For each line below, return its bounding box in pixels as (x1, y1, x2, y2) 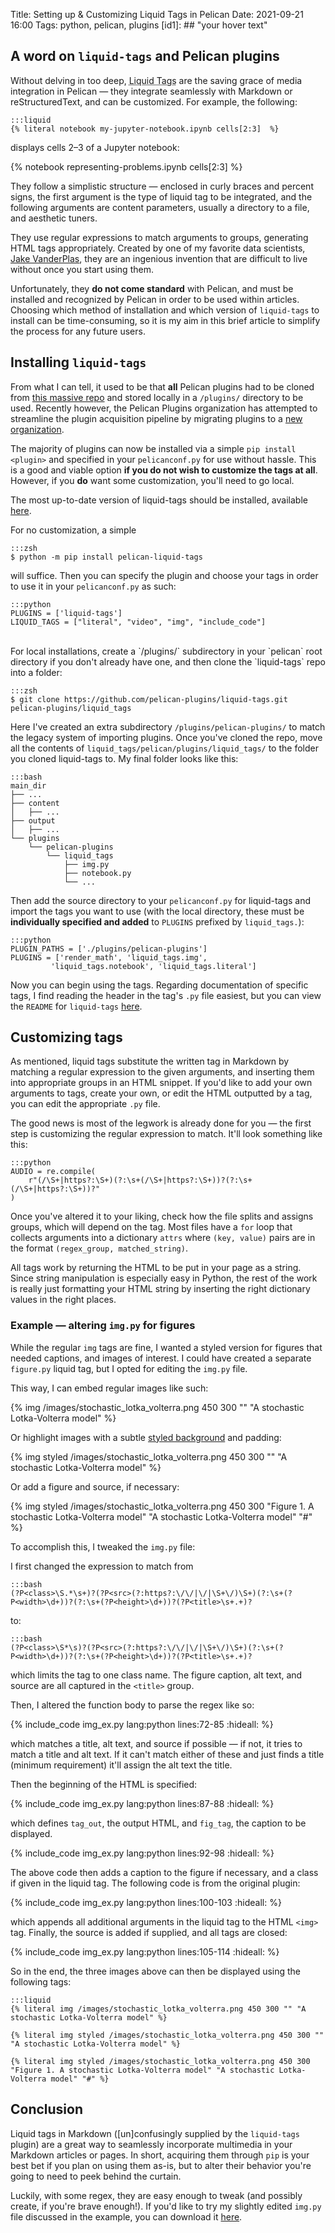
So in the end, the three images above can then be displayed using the (10, 1965, 302, 1977)
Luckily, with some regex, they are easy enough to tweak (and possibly (10, 2189, 303, 2201)
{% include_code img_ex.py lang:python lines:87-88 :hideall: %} (10, 1797, 275, 1809)
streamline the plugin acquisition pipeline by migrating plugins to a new (10, 412, 303, 424)
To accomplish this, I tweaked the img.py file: (10, 1540, 196, 1553)
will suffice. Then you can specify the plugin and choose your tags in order (10, 569, 319, 581)
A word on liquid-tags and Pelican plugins (10, 48, 280, 65)
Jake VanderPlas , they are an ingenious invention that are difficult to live (10, 252, 308, 264)
